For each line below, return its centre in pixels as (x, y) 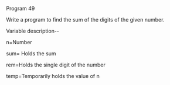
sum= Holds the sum (31, 54)
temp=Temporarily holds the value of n (53, 76)
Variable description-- (33, 31)
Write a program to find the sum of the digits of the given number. (85, 20)
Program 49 (21, 8)
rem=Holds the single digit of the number (56, 65)
